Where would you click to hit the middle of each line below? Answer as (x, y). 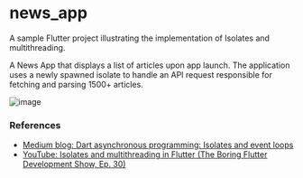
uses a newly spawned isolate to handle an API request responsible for (141, 74)
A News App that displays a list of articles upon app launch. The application (150, 65)
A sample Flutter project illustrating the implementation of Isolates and (140, 38)
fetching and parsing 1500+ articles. (77, 84)
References (35, 125)
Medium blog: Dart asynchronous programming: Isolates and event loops (158, 145)
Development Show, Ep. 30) (74, 164)
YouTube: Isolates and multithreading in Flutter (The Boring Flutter (145, 155)
